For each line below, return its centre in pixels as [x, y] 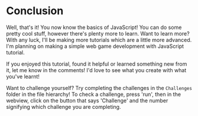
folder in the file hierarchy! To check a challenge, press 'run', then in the [94, 94]
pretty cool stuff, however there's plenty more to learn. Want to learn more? [98, 33]
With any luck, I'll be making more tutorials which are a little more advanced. [99, 40]
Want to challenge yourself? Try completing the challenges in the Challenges [99, 88]
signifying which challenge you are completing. [64, 107]
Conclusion [35, 11]
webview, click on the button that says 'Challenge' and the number [87, 100]
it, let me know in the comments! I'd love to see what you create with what [96, 70]
